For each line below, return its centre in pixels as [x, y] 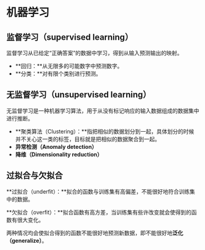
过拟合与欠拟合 [35, 176]
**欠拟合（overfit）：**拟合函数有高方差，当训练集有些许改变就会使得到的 [99, 212]
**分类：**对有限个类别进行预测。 [58, 74]
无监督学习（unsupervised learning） [79, 95]
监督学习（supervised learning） [70, 37]
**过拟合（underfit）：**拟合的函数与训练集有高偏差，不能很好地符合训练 [98, 191]
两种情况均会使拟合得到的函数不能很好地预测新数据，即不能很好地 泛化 [95, 233]
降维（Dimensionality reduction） [59, 154]
